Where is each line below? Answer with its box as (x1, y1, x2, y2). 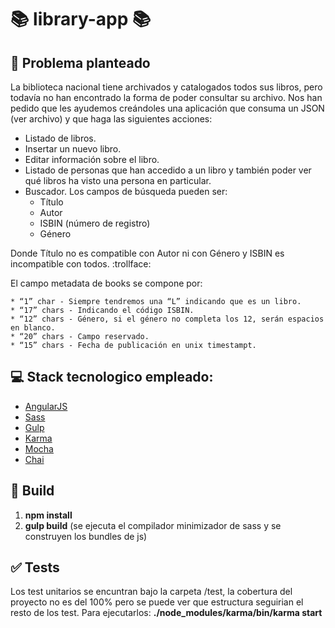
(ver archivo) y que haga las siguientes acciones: (10, 113, 213, 125)
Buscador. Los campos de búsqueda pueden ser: (24, 186, 228, 197)
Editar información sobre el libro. (24, 154, 160, 165)
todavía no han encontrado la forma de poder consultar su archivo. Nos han (10, 92, 323, 103)
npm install (24, 509, 73, 521)
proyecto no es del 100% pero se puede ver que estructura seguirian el (10, 596, 304, 608)
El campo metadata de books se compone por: (10, 277, 203, 289)
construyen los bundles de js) (24, 530, 148, 542)
